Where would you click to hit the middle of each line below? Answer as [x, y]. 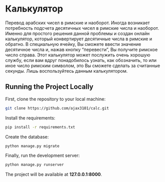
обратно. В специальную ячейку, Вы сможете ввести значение [73, 44]
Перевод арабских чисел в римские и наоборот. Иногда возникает [77, 23]
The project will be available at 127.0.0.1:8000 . [54, 174]
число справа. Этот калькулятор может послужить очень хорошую [78, 55]
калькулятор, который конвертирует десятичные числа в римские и [79, 39]
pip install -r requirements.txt [40, 127]
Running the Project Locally [49, 87]
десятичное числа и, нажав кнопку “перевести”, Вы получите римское [81, 49]
